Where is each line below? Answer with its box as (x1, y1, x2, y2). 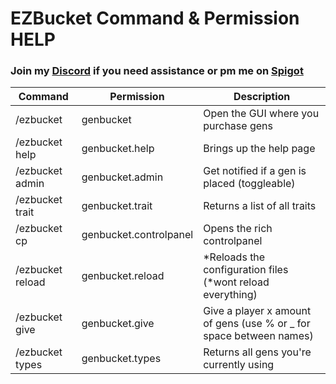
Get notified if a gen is (203, 164, 307, 178)
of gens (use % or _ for (203, 317, 311, 331)
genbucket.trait (81, 199, 153, 213)
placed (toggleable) (203, 177, 296, 191)
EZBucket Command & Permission (10, 7, 300, 30)
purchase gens (203, 119, 273, 133)
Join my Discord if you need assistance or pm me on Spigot (10, 64, 304, 78)
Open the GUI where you (203, 107, 320, 121)
